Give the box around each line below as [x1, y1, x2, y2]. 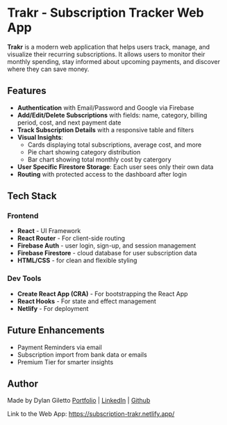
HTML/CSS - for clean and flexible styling [17, 256, 137, 265]
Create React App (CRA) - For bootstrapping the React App [17, 289, 189, 298]
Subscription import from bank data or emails [17, 350, 147, 359]
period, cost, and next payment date [17, 118, 121, 127]
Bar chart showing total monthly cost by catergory [27, 155, 171, 163]
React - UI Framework [17, 227, 81, 235]
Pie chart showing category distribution [27, 147, 141, 156]
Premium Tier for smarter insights [17, 358, 114, 366]
